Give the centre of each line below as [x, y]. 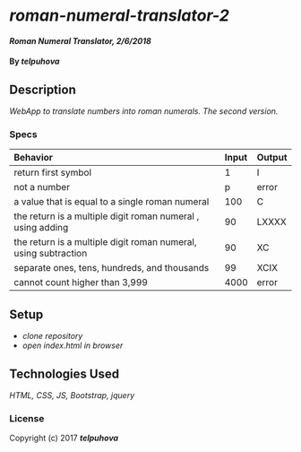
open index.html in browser [73, 345]
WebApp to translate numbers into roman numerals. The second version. [144, 111]
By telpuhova [34, 61]
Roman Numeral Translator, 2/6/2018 [81, 40]
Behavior [34, 158]
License [27, 419]
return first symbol [53, 173]
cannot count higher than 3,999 [81, 282]
